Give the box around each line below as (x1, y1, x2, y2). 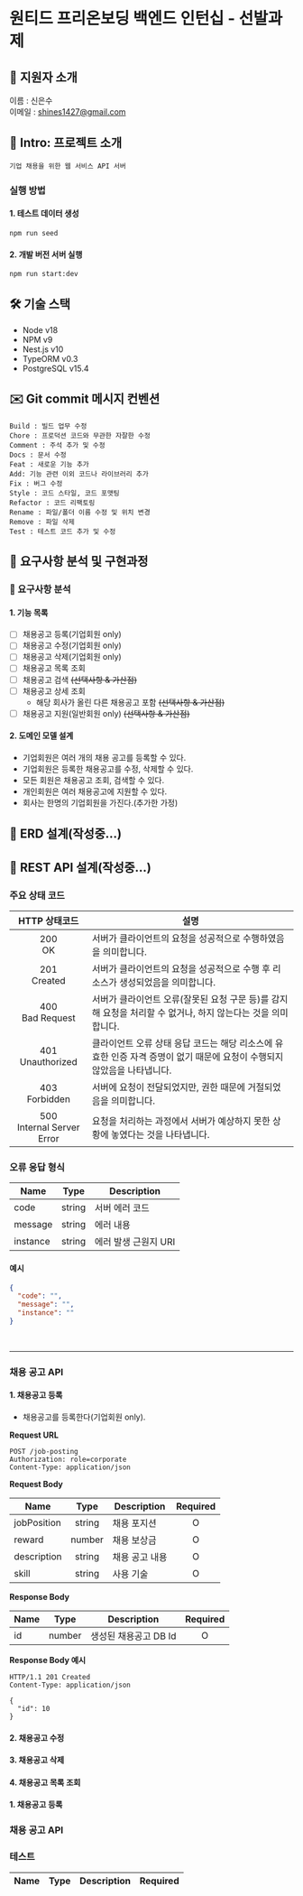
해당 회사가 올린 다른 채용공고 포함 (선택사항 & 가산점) (35, 697, 225, 708)
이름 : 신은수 (9, 96, 53, 106)
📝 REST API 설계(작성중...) (9, 859, 151, 875)
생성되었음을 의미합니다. (119, 976, 216, 988)
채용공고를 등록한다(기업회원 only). (22, 1411, 146, 1422)
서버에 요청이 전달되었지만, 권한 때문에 (91, 1081, 246, 1093)
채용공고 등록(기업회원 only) (22, 629, 122, 640)
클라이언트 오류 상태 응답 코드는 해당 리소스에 (91, 1037, 273, 1050)
